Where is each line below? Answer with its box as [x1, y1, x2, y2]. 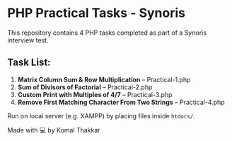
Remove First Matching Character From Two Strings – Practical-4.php [17, 98, 225, 106]
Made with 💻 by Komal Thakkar [7, 125, 100, 134]
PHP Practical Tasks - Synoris [7, 5, 186, 21]
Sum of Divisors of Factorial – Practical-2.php [17, 83, 153, 91]
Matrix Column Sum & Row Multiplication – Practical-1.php [17, 75, 191, 84]
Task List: [7, 57, 51, 69]
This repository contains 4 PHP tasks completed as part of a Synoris [7, 28, 207, 37]
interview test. [7, 35, 49, 44]
